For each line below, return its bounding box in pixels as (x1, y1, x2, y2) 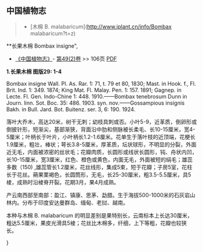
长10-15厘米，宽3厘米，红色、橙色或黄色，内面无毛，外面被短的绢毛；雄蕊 (6, 156, 193, 163)
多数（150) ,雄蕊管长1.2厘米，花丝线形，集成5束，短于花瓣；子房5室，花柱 (6, 163, 193, 170)
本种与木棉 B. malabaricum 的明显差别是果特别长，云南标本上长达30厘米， (6, 212, 193, 219)
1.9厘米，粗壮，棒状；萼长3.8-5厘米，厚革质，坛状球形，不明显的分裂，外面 (6, 141, 197, 148)
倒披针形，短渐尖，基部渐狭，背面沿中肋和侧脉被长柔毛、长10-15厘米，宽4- (6, 126, 196, 133)
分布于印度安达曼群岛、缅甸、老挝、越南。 (22, 199, 128, 206)
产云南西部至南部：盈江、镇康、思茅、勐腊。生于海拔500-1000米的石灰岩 (6, 191, 190, 198)
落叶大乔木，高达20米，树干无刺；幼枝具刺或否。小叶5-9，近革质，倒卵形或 (6, 118, 197, 125)
